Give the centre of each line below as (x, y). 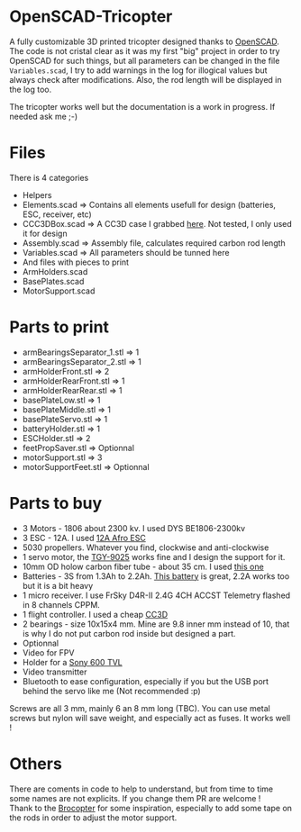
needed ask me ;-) (44, 116)
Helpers (37, 194)
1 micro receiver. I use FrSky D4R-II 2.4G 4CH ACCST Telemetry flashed (156, 595)
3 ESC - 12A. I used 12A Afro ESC (84, 538)
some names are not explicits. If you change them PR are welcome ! (135, 798)
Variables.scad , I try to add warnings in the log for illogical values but (138, 70)
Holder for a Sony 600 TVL (73, 662)
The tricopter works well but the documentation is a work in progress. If (142, 106)
